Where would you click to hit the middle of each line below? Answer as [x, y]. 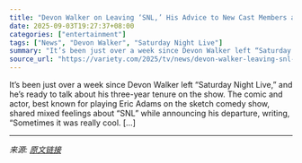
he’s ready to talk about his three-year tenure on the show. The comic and [146, 94]
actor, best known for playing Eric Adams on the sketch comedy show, [140, 103]
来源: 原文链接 [35, 150]
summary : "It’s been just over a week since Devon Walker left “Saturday [151, 51]
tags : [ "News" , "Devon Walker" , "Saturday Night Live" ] [116, 43]
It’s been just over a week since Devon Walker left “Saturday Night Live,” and [151, 85]
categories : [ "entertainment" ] [68, 34]
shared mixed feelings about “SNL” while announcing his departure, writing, [150, 113]
